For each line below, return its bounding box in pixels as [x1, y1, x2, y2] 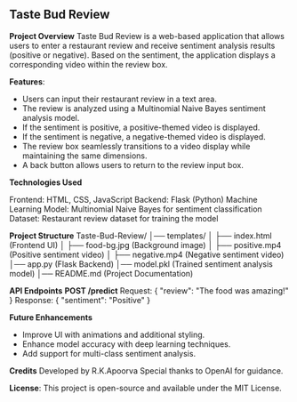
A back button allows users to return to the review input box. [21, 159, 245, 170]
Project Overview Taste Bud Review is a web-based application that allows [9, 30, 285, 41]
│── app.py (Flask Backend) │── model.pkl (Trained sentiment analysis [9, 258, 273, 269]
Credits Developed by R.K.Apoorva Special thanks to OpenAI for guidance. [9, 365, 284, 376]
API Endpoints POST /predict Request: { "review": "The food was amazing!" [9, 285, 289, 296]
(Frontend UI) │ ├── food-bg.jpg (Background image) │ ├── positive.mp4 [9, 239, 282, 250]
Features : [9, 76, 45, 87]
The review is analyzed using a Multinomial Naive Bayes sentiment [21, 102, 267, 114]
